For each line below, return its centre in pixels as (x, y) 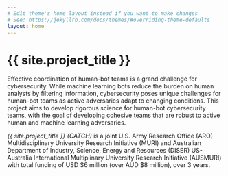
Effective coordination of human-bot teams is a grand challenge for (102, 79)
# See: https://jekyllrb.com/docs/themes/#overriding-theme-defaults (109, 20)
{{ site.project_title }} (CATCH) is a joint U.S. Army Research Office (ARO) (110, 136)
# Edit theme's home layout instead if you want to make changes (102, 13)
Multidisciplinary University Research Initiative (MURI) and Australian (104, 143)
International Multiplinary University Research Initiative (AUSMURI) (127, 158)
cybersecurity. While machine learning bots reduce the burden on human (111, 86)
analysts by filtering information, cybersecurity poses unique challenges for (114, 94)
